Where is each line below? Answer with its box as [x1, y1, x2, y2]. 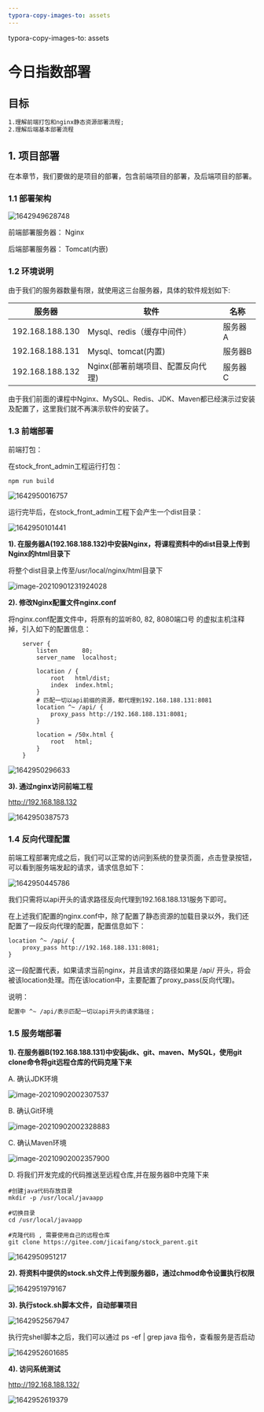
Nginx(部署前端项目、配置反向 [87, 360, 199, 371]
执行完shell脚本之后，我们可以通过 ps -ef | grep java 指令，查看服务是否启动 [8, 1332, 255, 1341]
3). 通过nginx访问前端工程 [8, 782, 93, 791]
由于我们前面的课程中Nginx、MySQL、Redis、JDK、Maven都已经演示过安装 [8, 394, 255, 404]
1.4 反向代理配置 [8, 834, 71, 844]
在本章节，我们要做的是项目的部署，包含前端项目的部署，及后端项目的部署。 [8, 171, 256, 181]
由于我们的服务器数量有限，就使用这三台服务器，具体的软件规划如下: [8, 285, 231, 295]
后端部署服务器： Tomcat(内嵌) [8, 245, 108, 254]
